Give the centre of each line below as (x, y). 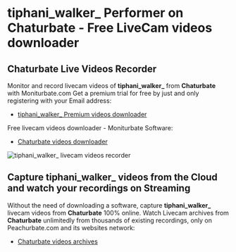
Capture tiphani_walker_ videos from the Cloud (113, 177)
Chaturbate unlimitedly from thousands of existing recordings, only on (110, 220)
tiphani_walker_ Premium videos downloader (82, 114)
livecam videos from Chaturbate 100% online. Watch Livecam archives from (118, 213)
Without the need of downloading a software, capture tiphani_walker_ (109, 205)
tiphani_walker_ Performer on (95, 13)
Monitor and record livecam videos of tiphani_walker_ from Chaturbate (112, 86)
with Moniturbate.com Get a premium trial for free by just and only (103, 93)
